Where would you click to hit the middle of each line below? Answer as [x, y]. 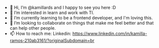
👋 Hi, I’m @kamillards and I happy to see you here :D [63, 8]
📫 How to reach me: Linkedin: [40, 33]
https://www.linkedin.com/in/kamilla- [110, 33]
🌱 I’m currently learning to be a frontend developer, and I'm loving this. [81, 18]
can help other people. [33, 28]
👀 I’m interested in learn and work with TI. [52, 13]
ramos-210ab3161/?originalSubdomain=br [52, 40]
